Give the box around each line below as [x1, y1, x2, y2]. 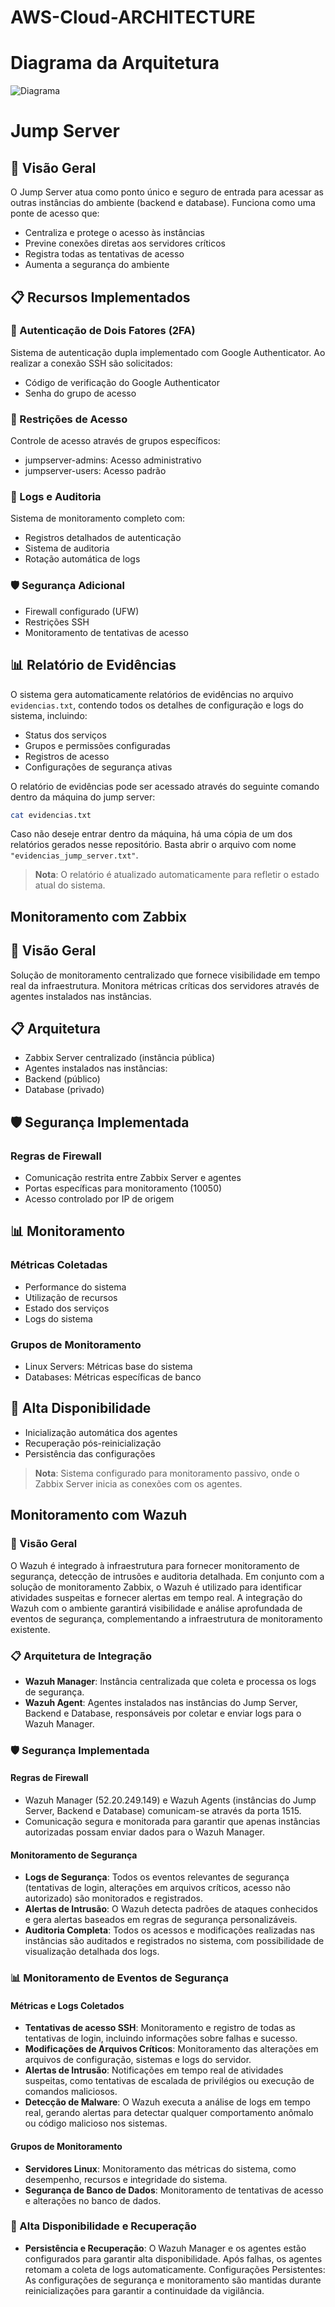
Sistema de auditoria [24, 542, 110, 555]
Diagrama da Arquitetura [10, 52, 220, 75]
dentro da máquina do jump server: [10, 791, 156, 803]
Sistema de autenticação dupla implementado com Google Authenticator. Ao [10, 346, 326, 358]
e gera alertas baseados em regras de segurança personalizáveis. [24, 1914, 298, 1926]
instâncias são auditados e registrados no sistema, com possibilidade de [24, 1935, 325, 1947]
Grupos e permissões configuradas [24, 739, 171, 751]
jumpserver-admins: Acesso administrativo [24, 454, 202, 466]
